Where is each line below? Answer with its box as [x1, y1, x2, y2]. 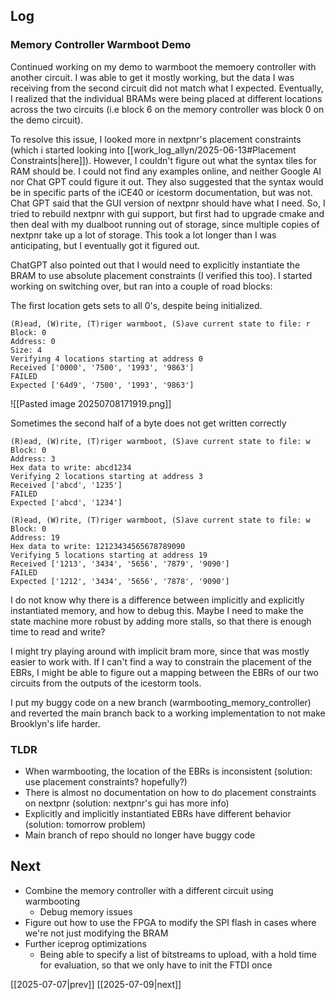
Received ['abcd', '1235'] [10, 480, 123, 490]
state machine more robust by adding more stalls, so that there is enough [10, 615, 312, 627]
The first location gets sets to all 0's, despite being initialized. [10, 299, 263, 311]
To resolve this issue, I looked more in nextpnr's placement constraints [10, 133, 302, 145]
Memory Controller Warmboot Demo [10, 38, 192, 52]
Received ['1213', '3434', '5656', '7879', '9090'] [10, 559, 230, 569]
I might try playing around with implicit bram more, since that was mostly [10, 645, 310, 657]
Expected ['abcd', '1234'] [10, 497, 123, 508]
